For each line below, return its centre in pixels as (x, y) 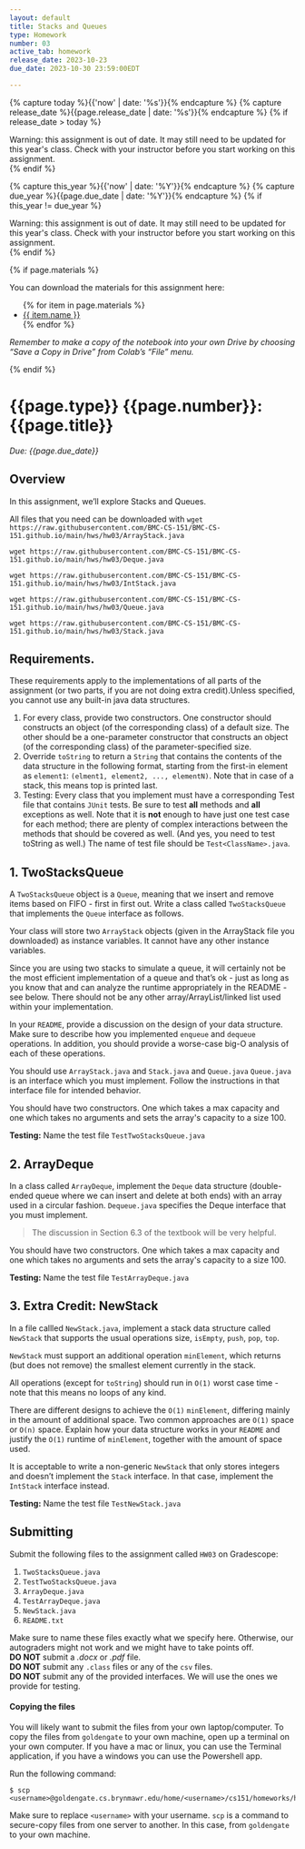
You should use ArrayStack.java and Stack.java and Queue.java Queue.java (151, 1072)
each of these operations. (58, 1053)
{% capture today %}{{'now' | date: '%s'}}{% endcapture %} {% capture (146, 102)
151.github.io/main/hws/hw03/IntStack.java (93, 584)
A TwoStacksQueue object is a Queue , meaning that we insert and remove (142, 894)
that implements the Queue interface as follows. (97, 914)
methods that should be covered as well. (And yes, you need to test (148, 834)
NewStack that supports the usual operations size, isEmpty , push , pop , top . (144, 1337)
